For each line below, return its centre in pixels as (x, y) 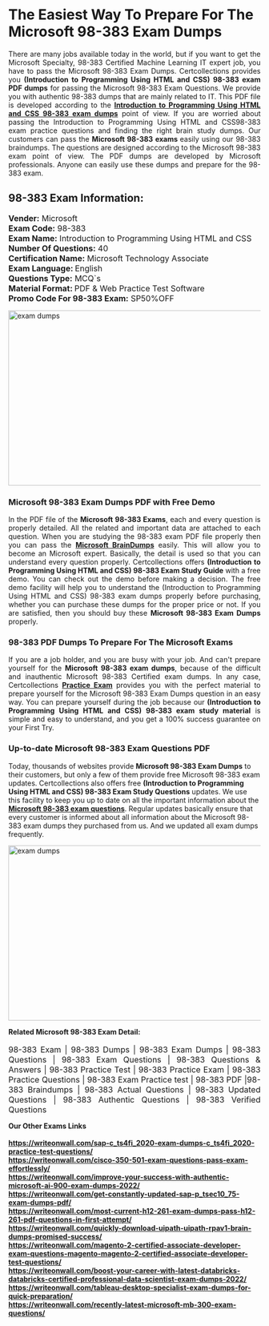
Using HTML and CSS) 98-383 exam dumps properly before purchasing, (134, 596)
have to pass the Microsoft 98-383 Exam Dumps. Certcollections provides (134, 70)
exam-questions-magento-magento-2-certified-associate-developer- (128, 1253)
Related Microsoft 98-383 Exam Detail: (74, 1031)
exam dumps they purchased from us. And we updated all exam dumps (141, 826)
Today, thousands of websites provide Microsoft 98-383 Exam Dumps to (130, 765)
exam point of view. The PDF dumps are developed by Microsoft (134, 156)
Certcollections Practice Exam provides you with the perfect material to (134, 685)
